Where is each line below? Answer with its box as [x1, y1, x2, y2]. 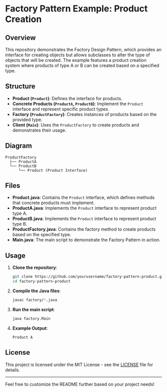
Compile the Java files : [12, 288, 61, 294]
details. [5, 367, 20, 373]
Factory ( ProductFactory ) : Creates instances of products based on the [12, 111, 157, 117]
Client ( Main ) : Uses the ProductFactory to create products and [12, 122, 139, 128]
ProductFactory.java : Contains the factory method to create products [12, 226, 156, 232]
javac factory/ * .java [12, 297, 57, 302]
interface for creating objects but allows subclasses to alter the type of [5, 52, 150, 58]
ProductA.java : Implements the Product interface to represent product [12, 205, 157, 211]
